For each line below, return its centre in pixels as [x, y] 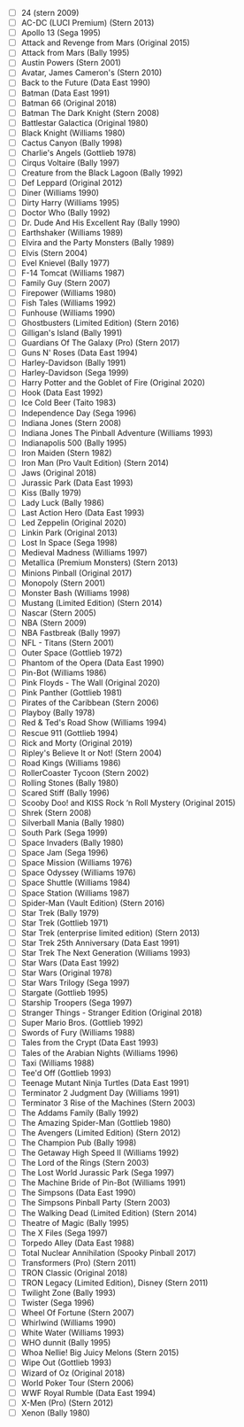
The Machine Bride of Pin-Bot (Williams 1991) [103, 1183]
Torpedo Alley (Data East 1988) [77, 1243]
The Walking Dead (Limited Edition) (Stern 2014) [109, 1213]
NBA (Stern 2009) [54, 623]
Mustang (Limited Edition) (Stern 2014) [91, 602]
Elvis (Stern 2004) [54, 252]
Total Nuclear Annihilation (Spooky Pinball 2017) [108, 1253]
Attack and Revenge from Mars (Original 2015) [106, 43]
